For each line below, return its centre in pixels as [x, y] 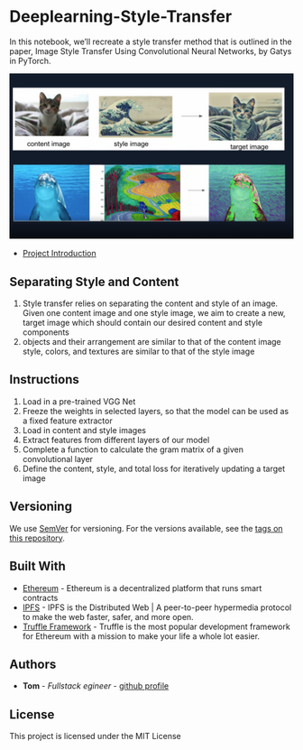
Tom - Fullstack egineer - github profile [96, 686]
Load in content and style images [84, 430]
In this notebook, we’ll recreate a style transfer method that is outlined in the [151, 42]
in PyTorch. [30, 60]
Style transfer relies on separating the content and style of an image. [150, 303]
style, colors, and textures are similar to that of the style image [138, 352]
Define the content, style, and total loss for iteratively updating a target [154, 468]
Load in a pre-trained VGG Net [79, 401]
